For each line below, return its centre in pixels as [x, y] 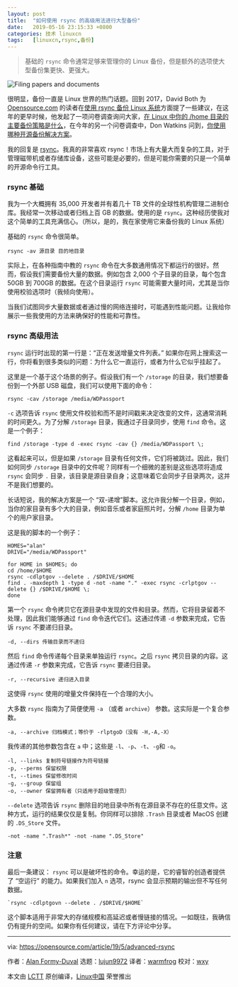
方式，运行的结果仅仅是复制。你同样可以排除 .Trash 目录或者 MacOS [114, 814]
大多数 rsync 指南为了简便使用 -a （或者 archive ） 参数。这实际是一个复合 [115, 708]
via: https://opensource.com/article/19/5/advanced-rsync [91, 947]
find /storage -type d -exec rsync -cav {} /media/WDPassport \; [106, 444]
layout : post [27, 14]
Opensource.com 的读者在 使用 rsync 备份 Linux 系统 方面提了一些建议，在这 [118, 108]
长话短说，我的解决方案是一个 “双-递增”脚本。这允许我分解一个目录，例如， [118, 499]
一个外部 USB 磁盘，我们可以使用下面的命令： [87, 385]
